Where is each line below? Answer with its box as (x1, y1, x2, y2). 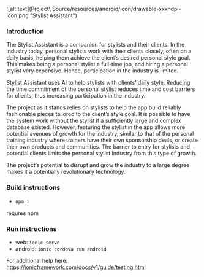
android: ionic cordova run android (15, 245, 107, 252)
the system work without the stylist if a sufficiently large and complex (6, 117, 182, 125)
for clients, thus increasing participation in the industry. (6, 92, 146, 99)
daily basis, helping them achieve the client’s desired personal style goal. (6, 54, 191, 61)
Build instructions (6, 184, 61, 192)
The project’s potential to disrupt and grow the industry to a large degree (6, 162, 190, 169)
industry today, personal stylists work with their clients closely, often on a (6, 47, 192, 55)
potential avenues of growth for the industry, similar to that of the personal (6, 130, 194, 138)
